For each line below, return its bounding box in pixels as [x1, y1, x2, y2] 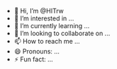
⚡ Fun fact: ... [13, 55, 53, 63]
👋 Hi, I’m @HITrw [13, 7, 64, 15]
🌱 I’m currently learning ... [13, 22, 90, 30]
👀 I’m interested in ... [13, 14, 74, 23]
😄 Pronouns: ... [13, 47, 60, 56]
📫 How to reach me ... [13, 37, 80, 45]
